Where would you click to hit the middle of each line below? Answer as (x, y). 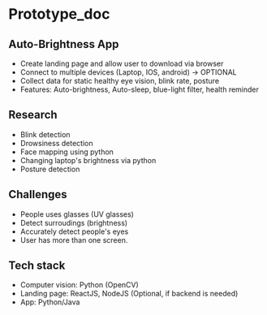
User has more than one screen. (74, 239)
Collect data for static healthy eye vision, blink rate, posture (120, 81)
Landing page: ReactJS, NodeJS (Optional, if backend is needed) (129, 294)
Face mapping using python (67, 152)
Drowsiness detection (56, 143)
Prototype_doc (59, 14)
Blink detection (45, 134)
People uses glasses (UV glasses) (77, 214)
